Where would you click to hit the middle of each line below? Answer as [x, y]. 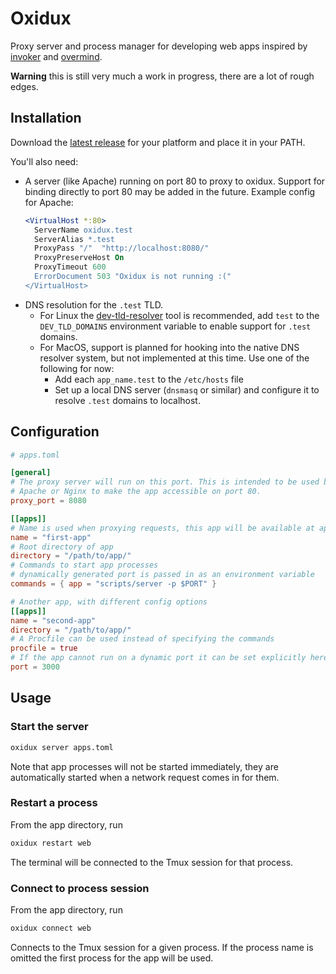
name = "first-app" [51, 537]
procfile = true [44, 648]
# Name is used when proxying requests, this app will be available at [162, 528]
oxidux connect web [51, 928]
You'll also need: [44, 161]
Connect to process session [80, 888]
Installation [46, 118]
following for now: [77, 368]
